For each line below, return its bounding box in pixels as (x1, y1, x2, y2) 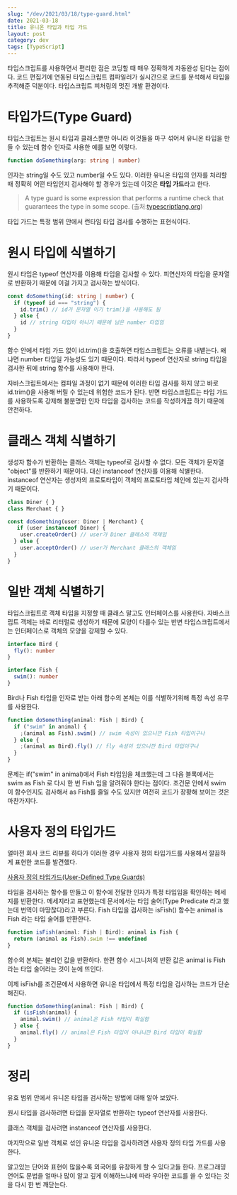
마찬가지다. (7, 797, 38, 804)
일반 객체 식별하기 (7, 584, 105, 600)
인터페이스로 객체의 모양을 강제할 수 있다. (14, 626, 129, 635)
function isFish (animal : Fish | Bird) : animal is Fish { (7, 928, 179, 936)
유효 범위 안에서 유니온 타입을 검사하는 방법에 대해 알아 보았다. (7, 1093, 179, 1101)
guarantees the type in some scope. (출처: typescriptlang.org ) (24, 202, 203, 210)
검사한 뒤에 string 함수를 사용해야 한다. (7, 364, 115, 372)
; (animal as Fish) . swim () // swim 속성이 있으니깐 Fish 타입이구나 (20, 729, 205, 737)
